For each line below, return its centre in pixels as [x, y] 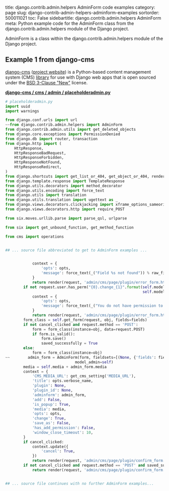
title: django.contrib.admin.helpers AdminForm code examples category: [80, 7]
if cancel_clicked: [44, 442]
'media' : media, [49, 409]
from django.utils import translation [46, 195]
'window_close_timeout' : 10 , [63, 432]
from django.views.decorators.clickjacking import [59, 205]
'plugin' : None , [49, 386]
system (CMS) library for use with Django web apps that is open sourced [80, 77]
